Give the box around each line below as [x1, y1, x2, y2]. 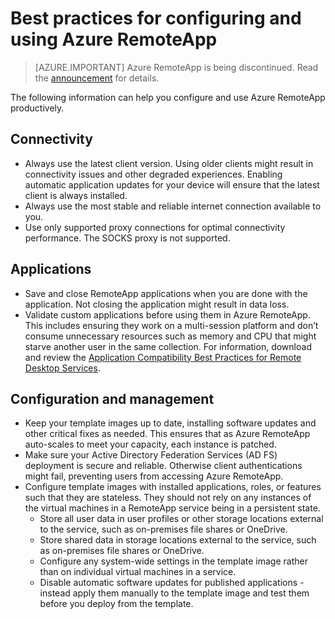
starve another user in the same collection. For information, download [24, 340, 312, 352]
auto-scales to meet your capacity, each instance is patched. [24, 438, 277, 451]
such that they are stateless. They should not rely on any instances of [24, 492, 312, 504]
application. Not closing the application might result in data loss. [24, 298, 290, 310]
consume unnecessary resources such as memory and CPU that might [24, 330, 317, 342]
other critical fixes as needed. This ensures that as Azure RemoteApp [24, 428, 311, 440]
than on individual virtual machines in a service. [39, 566, 237, 578]
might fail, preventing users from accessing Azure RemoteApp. [24, 470, 284, 482]
